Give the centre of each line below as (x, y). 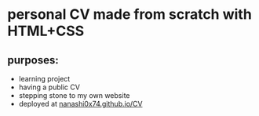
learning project (44, 79)
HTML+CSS (46, 31)
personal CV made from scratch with (129, 14)
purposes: (33, 60)
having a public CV (49, 87)
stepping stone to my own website (74, 95)
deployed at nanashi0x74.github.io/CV (80, 104)
